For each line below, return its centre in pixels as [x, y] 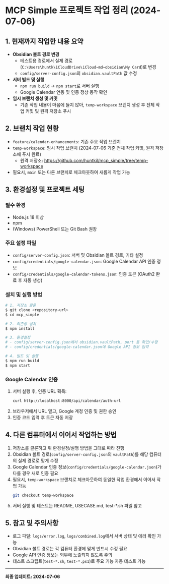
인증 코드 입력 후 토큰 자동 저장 [43, 417]
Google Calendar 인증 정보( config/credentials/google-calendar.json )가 [87, 466]
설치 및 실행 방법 [24, 295]
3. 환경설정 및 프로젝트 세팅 [45, 190]
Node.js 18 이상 [28, 217]
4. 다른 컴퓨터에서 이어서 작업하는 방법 [61, 435]
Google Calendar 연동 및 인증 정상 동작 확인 [63, 92]
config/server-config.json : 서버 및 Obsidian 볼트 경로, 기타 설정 [78, 255]
